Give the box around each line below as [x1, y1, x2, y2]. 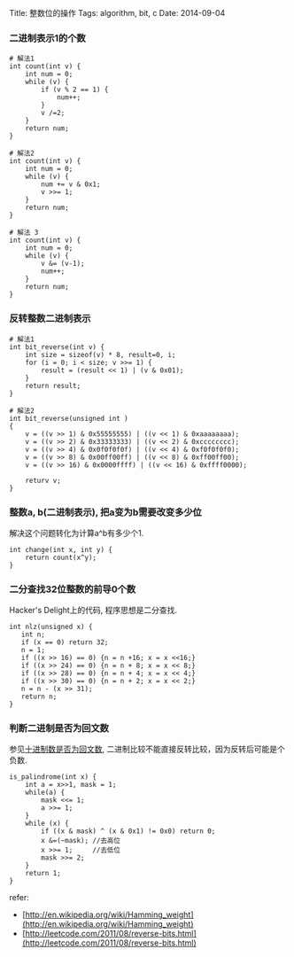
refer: [9, 892, 29, 903]
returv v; [25, 476, 62, 485]
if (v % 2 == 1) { [41, 85, 109, 95]
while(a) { [25, 788, 66, 797]
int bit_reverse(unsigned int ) [9, 414, 128, 423]
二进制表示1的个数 [9, 32, 86, 44]
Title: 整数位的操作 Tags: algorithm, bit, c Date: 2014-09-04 [9, 8, 226, 18]
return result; [25, 381, 81, 390]
